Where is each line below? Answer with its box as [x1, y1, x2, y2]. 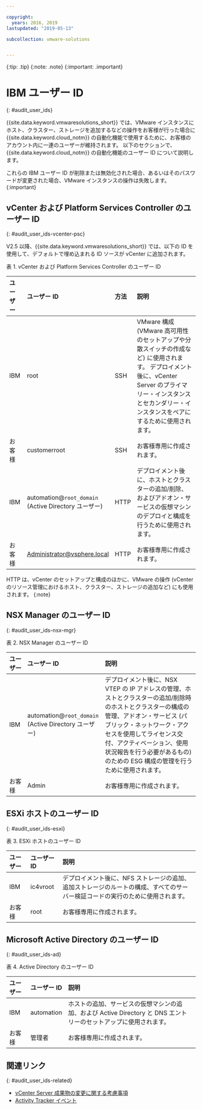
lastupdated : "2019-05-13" [6, 25, 74, 31]
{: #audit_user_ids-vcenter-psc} [6, 230, 85, 237]
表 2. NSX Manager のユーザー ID [6, 639, 88, 646]
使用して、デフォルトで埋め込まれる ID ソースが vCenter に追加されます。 [6, 251, 189, 257]
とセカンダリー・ [136, 399, 185, 407]
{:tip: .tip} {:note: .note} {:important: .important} [6, 63, 123, 70]
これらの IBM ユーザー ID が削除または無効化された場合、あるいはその [6, 169, 180, 176]
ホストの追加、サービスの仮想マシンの [68, 1000, 177, 1008]
